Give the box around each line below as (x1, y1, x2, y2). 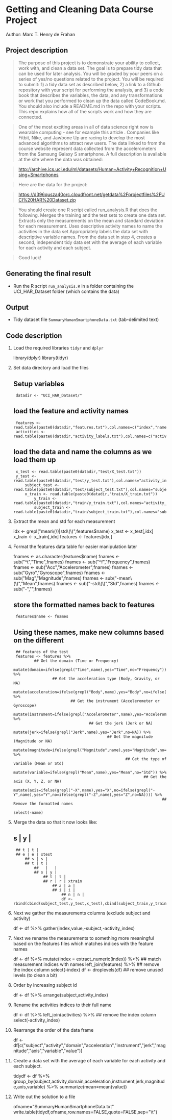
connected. (18, 114, 43, 120)
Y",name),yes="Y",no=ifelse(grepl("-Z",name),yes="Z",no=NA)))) (13, 792, 153, 798)
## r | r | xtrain (43, 879, 82, 884)
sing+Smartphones (18, 171, 59, 178)
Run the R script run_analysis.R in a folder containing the (13, 283, 134, 289)
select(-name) (13, 810, 43, 815)
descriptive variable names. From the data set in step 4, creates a (18, 234, 156, 240)
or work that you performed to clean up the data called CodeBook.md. (18, 97, 166, 104)
